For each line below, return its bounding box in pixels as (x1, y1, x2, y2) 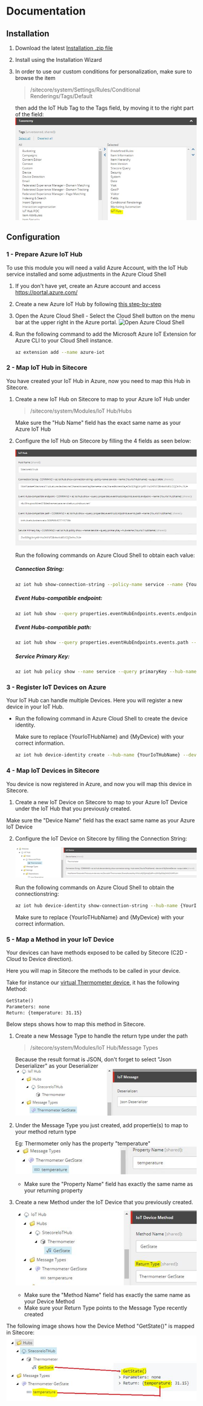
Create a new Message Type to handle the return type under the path (14, 1032, 188, 1040)
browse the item (14, 75, 56, 81)
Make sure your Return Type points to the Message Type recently (24, 1304, 187, 1311)
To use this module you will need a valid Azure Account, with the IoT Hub (6, 264, 188, 271)
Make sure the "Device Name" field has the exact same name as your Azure (6, 816, 195, 824)
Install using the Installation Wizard (14, 56, 102, 63)
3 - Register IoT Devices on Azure (6, 683, 107, 691)
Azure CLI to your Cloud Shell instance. (14, 336, 113, 344)
